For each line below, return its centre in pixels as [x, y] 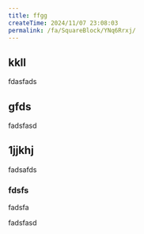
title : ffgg [28, 15]
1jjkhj [21, 150]
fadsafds [23, 169]
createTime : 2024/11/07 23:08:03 [63, 23]
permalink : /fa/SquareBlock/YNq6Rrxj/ [72, 30]
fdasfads [23, 82]
